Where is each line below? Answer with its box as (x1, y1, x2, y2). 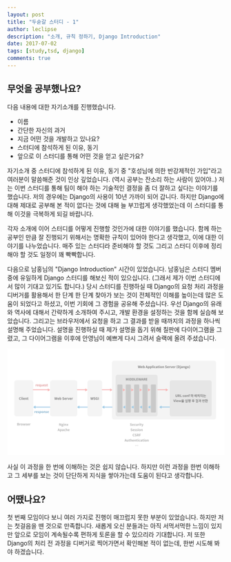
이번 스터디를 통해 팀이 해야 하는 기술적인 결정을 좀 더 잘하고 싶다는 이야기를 (14, 184, 219, 192)
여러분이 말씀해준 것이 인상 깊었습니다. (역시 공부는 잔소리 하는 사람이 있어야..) (7, 175, 217, 183)
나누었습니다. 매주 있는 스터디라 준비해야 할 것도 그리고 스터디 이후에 (25, 242, 210, 250)
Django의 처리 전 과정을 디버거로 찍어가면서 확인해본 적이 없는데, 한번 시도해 (7, 539, 213, 548)
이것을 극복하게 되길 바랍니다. (14, 209, 94, 217)
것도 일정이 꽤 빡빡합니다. (27, 250, 96, 258)
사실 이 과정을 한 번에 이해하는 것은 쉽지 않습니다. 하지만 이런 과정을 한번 (7, 463, 202, 471)
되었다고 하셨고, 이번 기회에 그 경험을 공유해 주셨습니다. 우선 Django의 (19, 299, 209, 307)
